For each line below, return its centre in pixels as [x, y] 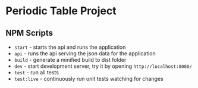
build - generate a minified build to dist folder [70, 60]
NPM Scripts [29, 33]
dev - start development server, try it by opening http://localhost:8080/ [103, 66]
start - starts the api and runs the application [70, 47]
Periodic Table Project [61, 11]
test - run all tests [36, 72]
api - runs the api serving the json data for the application [85, 54]
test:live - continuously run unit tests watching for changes [89, 79]
